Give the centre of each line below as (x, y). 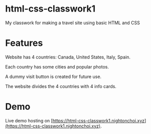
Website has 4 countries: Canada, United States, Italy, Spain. (68, 57)
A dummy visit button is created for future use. (53, 77)
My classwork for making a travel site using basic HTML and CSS (73, 23)
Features (24, 43)
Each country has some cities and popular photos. (57, 66)
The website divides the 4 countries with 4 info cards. (61, 86)
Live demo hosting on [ (29, 120)
